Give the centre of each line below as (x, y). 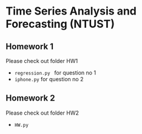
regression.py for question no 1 (55, 73)
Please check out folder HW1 (42, 61)
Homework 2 (30, 98)
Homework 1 (30, 46)
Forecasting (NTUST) (60, 24)
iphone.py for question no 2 (49, 79)
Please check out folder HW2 (42, 113)
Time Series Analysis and (71, 11)
